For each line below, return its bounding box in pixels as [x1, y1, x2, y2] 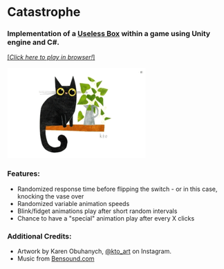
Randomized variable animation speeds [17, 199, 130, 207]
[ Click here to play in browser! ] [7, 53, 95, 62]
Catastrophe [7, 4, 81, 20]
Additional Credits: [7, 231, 72, 241]
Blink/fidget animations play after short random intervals [17, 207, 178, 215]
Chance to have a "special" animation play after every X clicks [17, 214, 195, 222]
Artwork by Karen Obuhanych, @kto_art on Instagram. [17, 247, 171, 256]
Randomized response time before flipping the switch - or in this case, [17, 185, 218, 193]
